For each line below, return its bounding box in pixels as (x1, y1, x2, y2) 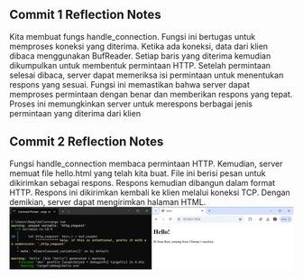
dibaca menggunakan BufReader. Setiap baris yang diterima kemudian (9, 50, 271, 61)
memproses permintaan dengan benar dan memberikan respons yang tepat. (9, 88, 293, 99)
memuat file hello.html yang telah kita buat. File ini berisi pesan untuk (9, 167, 266, 179)
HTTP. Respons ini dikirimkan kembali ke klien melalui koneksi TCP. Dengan (9, 187, 290, 198)
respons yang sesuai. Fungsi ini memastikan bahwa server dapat (9, 79, 251, 89)
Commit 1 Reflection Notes (9, 7, 162, 23)
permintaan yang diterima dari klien (9, 107, 142, 118)
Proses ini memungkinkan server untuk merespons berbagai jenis (9, 98, 252, 109)
